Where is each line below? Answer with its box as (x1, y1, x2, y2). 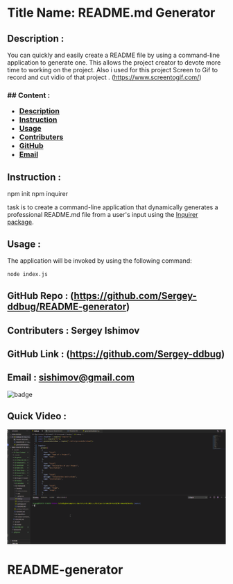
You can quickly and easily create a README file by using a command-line (7, 51, 221, 59)
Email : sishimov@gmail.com (7, 372, 135, 384)
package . (7, 218, 34, 227)
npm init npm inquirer (7, 190, 69, 198)
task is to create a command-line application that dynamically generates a (7, 203, 218, 211)
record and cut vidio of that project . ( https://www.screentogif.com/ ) (7, 73, 202, 81)
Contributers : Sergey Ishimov (7, 325, 140, 336)
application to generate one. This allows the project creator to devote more (7, 58, 221, 67)
